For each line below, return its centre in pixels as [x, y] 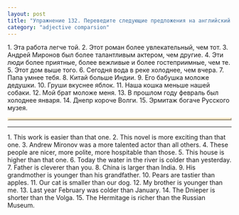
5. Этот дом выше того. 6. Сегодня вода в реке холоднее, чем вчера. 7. [116, 70]
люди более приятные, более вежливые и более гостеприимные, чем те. [119, 63]
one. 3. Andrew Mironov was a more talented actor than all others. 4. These [118, 145]
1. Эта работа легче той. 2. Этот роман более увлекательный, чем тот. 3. [118, 48]
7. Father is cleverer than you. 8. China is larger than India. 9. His [101, 167]
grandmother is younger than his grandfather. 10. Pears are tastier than [111, 175]
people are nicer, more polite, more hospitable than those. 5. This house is [116, 152]
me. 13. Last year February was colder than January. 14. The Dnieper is [111, 190]
